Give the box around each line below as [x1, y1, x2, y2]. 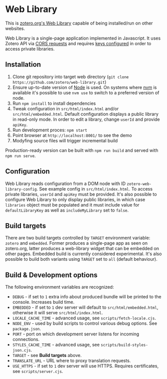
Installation [5, 60, 41, 69]
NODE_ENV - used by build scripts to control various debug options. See [12, 320, 157, 326]
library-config [5, 186, 37, 192]
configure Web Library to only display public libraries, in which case [5, 197, 145, 203]
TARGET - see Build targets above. [12, 352, 82, 358]
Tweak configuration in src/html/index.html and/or [12, 105, 119, 111]
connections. [12, 336, 40, 342]
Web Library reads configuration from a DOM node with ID [5, 180, 126, 186]
